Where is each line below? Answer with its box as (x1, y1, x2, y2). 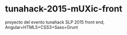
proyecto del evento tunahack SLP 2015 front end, (5, 19, 105, 25)
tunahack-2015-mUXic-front (5, 3, 123, 14)
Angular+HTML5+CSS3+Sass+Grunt (5, 24, 78, 30)
